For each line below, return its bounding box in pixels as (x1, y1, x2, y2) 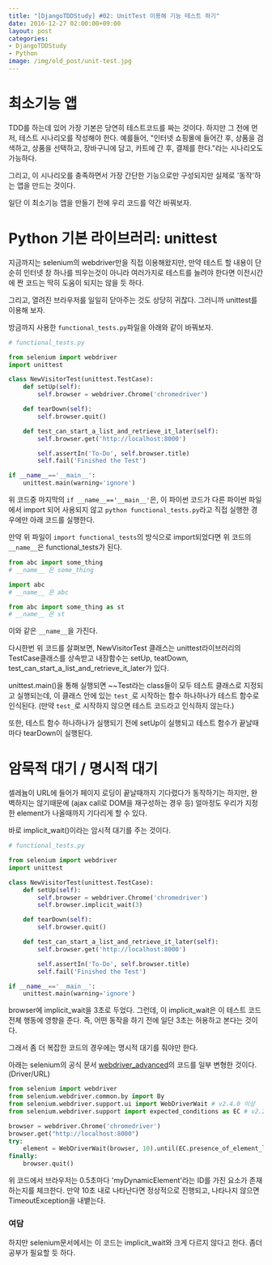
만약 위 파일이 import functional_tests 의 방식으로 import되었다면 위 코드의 (8, 532, 252, 541)
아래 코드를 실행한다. (29, 515, 96, 524)
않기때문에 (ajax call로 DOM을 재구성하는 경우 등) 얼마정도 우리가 (36, 798, 244, 808)
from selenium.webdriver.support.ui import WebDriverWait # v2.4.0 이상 (8, 1100, 256, 1109)
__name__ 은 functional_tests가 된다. (8, 542, 123, 552)
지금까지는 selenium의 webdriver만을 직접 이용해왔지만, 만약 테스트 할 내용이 (8, 257, 253, 267)
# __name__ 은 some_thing (8, 566, 95, 574)
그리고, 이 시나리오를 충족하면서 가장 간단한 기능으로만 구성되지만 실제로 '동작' (8, 170, 255, 180)
